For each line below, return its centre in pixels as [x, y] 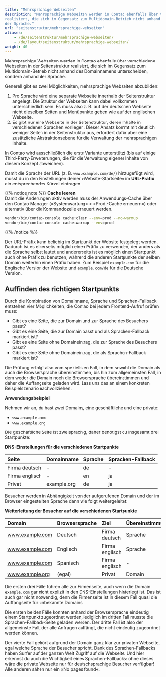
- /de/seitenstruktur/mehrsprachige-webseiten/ [64, 38]
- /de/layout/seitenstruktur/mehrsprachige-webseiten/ [72, 42]
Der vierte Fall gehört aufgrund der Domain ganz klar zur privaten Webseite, [82, 643]
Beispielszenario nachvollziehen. [38, 389]
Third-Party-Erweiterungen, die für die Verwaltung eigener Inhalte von [77, 158]
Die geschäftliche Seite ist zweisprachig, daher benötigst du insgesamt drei [82, 432]
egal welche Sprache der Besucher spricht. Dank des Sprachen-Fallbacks [80, 648]
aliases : [14, 33]
